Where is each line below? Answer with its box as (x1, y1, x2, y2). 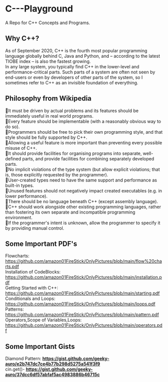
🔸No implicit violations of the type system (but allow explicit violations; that (5, 166, 160, 172)
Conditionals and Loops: (5, 296, 56, 302)
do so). (5, 124, 20, 130)
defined (5, 155, 22, 161)
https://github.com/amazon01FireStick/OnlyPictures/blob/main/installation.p (5, 274, 162, 280)
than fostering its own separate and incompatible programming (5, 209, 135, 215)
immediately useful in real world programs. (5, 113, 94, 119)
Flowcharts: (5, 253, 30, 259)
